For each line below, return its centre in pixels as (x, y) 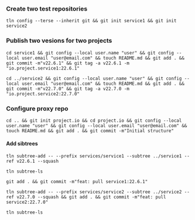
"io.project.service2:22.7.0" (43, 94)
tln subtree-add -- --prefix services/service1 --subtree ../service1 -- (98, 156)
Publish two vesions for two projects (59, 41)
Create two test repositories (47, 9)
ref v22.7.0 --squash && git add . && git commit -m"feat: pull (86, 197)
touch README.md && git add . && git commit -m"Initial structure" (90, 130)
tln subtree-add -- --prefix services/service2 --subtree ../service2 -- (98, 192)
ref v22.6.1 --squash (32, 161)
